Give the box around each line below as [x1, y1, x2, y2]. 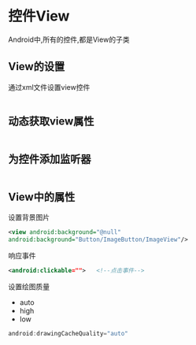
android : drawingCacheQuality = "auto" [8, 329, 128, 337]
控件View [8, 7, 70, 25]
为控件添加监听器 [8, 152, 91, 165]
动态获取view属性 [8, 115, 94, 128]
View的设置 [8, 60, 65, 73]
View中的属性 [8, 190, 76, 203]
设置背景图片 [8, 213, 50, 222]
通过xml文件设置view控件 [8, 82, 91, 91]
